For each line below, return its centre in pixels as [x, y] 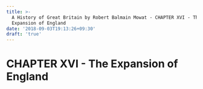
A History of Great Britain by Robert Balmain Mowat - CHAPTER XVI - [101, 17]
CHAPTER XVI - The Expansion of [92, 64]
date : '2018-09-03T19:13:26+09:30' [51, 29]
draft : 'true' [24, 34]
